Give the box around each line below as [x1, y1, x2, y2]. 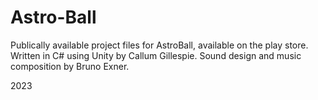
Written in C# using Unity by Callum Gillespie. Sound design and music [10, 49, 302, 61]
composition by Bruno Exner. [10, 60, 130, 72]
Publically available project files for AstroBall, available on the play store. [10, 39, 309, 51]
